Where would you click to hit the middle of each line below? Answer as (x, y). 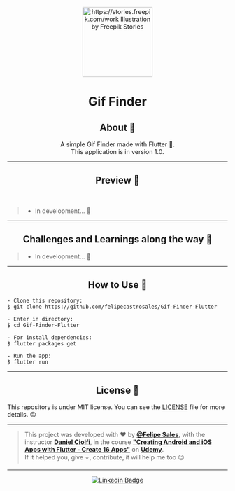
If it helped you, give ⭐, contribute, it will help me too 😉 (104, 457)
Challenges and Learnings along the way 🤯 (117, 239)
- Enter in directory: (40, 319)
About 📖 (117, 127)
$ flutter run (28, 362)
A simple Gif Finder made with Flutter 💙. (117, 144)
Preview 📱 (117, 180)
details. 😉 (22, 415)
